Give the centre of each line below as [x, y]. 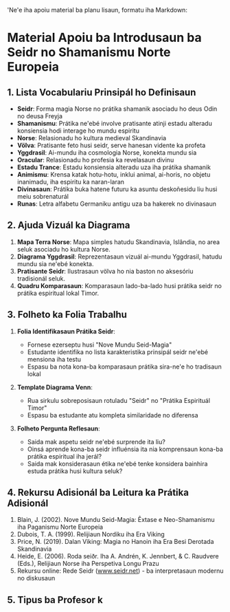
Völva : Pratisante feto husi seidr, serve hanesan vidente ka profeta [111, 145]
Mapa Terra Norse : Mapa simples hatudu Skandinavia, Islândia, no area [118, 242]
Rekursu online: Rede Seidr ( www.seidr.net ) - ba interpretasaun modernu [120, 571]
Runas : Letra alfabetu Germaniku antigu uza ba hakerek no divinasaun [116, 204]
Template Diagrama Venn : [55, 387]
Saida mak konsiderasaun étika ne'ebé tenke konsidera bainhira [117, 463]
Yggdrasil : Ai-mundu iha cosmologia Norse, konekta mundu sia [107, 153]
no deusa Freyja [40, 116]
